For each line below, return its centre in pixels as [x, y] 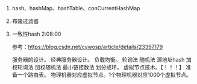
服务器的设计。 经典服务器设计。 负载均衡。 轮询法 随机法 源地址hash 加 [102, 60]
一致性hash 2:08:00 [36, 34]
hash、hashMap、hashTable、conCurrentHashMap [76, 8]
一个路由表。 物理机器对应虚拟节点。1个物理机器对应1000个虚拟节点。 [104, 75]
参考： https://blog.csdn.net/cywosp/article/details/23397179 [87, 47]
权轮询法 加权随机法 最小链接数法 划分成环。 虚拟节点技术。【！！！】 [98, 67]
